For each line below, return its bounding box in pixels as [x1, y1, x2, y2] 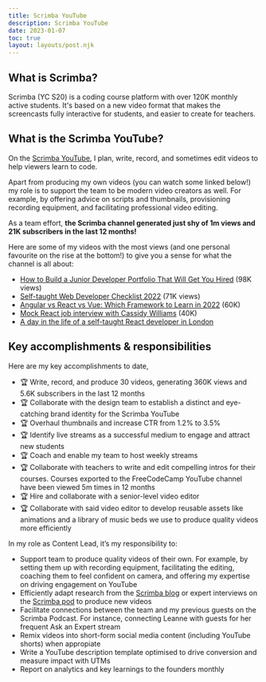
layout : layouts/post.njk [8, 41, 94, 49]
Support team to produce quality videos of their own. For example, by [19, 554, 248, 563]
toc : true [8, 34, 41, 42]
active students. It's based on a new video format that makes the [8, 101, 221, 110]
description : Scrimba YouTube [8, 19, 109, 27]
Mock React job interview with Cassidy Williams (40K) [19, 308, 198, 317]
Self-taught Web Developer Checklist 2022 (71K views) [19, 291, 201, 301]
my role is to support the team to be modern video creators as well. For [8, 185, 241, 195]
